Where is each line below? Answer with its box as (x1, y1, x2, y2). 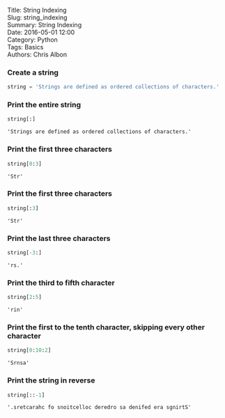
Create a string (7, 68, 59, 77)
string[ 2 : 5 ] (7, 294, 42, 301)
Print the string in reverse (7, 376, 95, 385)
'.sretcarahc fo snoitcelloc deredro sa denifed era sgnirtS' (7, 404, 192, 411)
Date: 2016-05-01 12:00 (7, 28, 75, 36)
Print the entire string (7, 100, 82, 110)
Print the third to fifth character (7, 278, 115, 288)
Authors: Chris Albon (7, 50, 68, 59)
